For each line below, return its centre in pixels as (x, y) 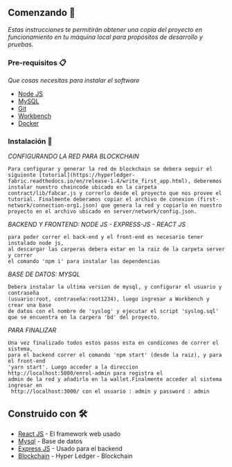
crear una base (30, 305)
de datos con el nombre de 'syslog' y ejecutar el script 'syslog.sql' (113, 312)
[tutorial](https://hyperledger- (87, 175)
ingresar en (25, 386)
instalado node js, (36, 244)
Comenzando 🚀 (42, 13)
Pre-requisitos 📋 (37, 62)
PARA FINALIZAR (32, 330)
